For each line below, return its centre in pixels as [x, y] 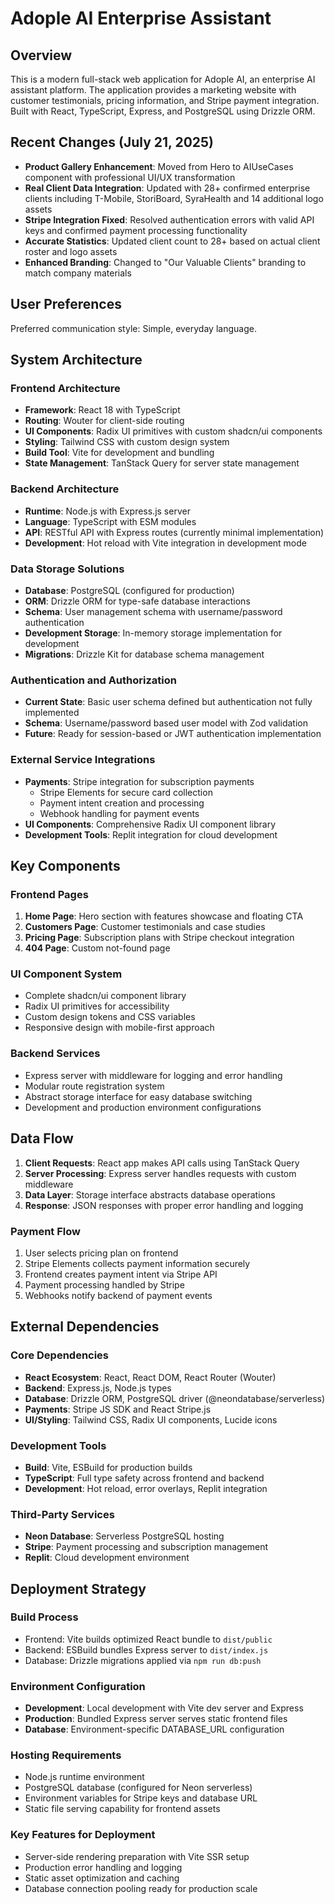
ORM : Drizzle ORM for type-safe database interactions [137, 601]
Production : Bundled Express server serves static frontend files [156, 1719]
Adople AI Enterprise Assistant [141, 18]
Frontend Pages [49, 894]
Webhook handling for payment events [119, 813]
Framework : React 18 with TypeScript [102, 410]
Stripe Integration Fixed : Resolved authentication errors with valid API [169, 219]
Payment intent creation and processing [122, 803]
